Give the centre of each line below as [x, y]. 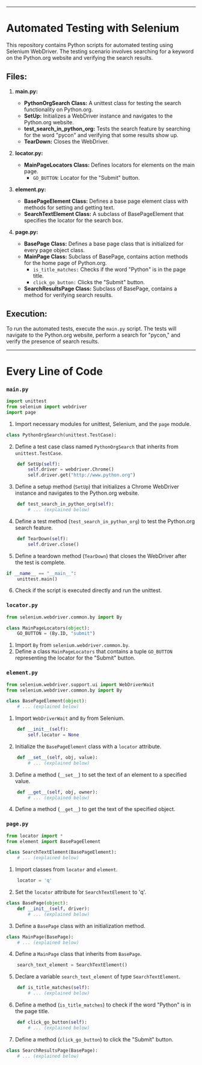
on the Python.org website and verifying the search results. [80, 57]
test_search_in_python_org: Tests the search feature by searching [107, 129]
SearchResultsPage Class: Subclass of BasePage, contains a [100, 288]
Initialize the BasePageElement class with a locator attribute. [88, 746]
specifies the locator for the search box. [73, 220]
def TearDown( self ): [43, 539]
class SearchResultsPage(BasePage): [52, 1051]
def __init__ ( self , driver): [54, 909]
